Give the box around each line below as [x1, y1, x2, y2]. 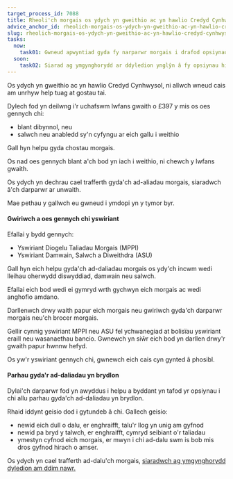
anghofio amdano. [7, 293, 60, 301]
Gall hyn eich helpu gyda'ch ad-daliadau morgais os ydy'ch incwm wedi [7, 264, 213, 273]
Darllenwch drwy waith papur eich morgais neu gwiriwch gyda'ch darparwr [7, 306, 223, 314]
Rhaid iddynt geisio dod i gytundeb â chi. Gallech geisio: [7, 407, 168, 416]
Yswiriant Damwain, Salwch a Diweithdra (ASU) [17, 251, 153, 259]
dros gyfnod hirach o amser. [17, 443, 98, 452]
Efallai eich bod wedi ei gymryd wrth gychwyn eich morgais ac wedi [7, 285, 202, 293]
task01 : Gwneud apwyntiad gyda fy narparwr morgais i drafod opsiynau [19, 49, 228, 56]
